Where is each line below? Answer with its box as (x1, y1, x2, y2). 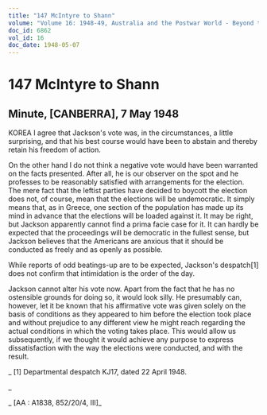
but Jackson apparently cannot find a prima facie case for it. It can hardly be (8, 219, 259, 229)
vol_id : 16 (8, 33, 44, 42)
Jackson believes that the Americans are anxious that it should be (8, 236, 224, 246)
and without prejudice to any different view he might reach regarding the (8, 318, 246, 328)
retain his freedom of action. (8, 145, 102, 155)
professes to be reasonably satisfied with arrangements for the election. (8, 177, 245, 187)
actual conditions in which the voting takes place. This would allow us (8, 327, 237, 336)
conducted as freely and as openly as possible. (8, 245, 163, 254)
